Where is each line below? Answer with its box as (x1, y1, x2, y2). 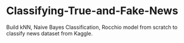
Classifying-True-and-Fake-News (6, 4, 179, 18)
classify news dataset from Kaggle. (6, 29, 93, 37)
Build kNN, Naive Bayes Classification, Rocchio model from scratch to (6, 24, 178, 31)
